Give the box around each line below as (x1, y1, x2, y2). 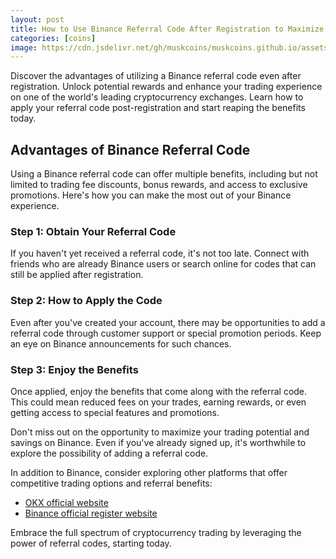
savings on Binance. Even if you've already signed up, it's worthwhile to (10, 436, 307, 448)
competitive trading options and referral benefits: (10, 477, 213, 489)
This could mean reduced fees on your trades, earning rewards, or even (10, 396, 307, 408)
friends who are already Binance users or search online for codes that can (10, 258, 317, 270)
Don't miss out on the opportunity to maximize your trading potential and (10, 426, 310, 438)
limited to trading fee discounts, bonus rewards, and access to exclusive (10, 179, 308, 191)
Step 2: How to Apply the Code (10, 294, 163, 308)
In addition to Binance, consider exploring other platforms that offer (10, 466, 288, 478)
